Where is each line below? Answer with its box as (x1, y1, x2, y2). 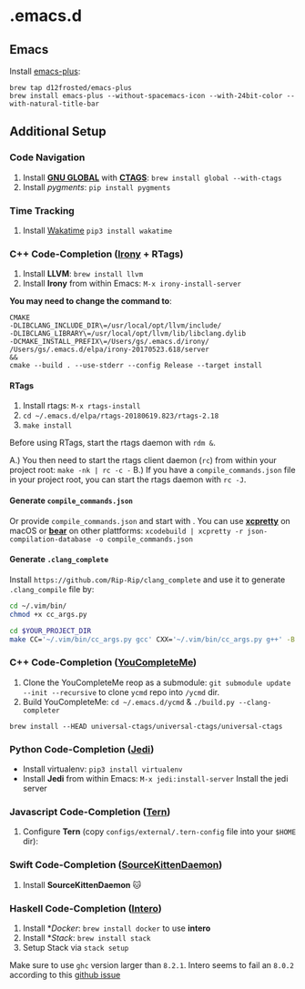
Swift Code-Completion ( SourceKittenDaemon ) (9, 859, 223, 872)
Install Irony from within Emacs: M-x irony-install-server (22, 278, 242, 289)
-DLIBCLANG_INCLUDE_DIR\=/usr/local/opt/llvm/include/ (9, 321, 222, 330)
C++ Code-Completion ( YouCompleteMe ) (9, 656, 198, 669)
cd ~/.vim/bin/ (9, 601, 67, 611)
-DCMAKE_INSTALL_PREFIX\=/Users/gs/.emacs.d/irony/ (9, 338, 209, 347)
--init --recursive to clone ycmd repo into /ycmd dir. (22, 686, 220, 697)
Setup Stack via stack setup (22, 942, 129, 953)
